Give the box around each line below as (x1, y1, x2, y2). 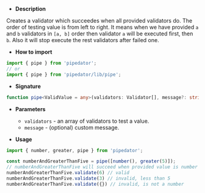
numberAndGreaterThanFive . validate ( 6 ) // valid (6, 170, 130, 176)
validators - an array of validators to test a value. (24, 117, 149, 125)
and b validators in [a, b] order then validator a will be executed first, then (6, 30, 193, 37)
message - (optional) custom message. (24, 123, 120, 131)
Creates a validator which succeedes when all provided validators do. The (6, 17, 193, 24)
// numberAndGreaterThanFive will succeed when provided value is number (6, 164, 198, 170)
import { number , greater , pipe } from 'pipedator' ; (6, 147, 143, 153)
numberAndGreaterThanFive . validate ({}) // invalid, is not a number (6, 181, 184, 187)
